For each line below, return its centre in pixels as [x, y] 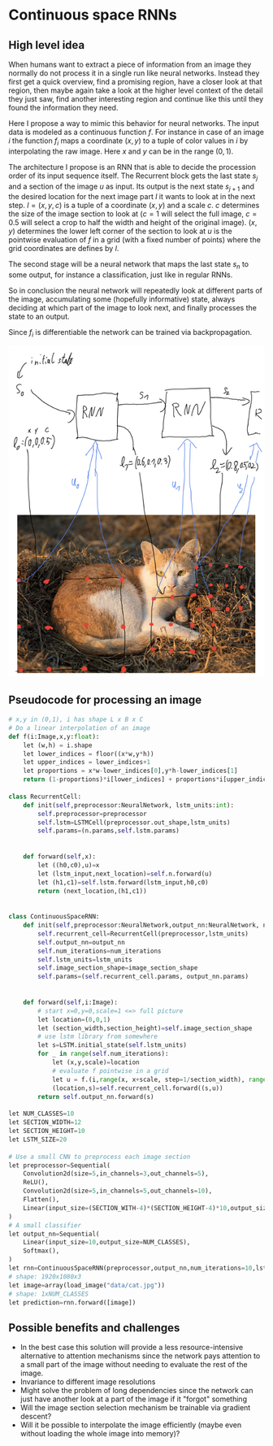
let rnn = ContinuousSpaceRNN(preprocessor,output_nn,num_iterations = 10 [130, 1268]
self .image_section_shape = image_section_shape [118, 968]
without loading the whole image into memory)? [100, 1434]
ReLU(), [36, 1183]
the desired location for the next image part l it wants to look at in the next [132, 197]
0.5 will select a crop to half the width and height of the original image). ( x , [133, 223]
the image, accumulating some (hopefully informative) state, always [122, 299]
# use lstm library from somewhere [98, 1037]
